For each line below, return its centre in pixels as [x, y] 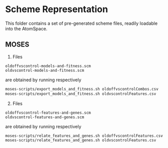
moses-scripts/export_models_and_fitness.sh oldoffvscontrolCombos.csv [82, 89]
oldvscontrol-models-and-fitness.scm [45, 70]
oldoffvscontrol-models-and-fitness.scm [48, 66]
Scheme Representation [57, 9]
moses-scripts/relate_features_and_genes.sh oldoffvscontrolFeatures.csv [84, 136]
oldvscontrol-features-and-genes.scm [45, 117]
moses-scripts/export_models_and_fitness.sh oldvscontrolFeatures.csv [81, 94]
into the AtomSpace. [26, 28]
